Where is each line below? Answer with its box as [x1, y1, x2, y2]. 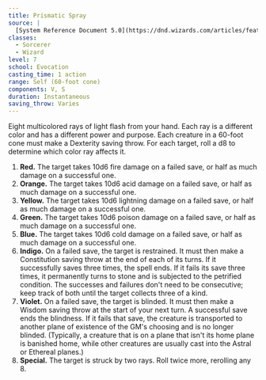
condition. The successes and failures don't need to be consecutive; [19, 280, 244, 290]
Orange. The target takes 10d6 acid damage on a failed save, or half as [19, 179, 253, 188]
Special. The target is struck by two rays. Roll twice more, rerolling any [19, 355, 252, 365]
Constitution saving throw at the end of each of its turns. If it [19, 255, 216, 264]
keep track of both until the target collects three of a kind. [19, 288, 208, 298]
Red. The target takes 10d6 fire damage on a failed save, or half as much [19, 162, 257, 172]
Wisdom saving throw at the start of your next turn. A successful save [19, 306, 248, 315]
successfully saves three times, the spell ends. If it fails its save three [19, 263, 245, 273]
